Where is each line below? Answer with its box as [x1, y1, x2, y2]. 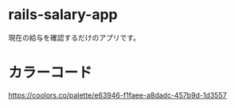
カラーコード [8, 64, 93, 82]
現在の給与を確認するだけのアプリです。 [8, 33, 141, 42]
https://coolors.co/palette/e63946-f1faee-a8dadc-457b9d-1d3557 [8, 90, 227, 100]
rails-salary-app [8, 6, 118, 24]
